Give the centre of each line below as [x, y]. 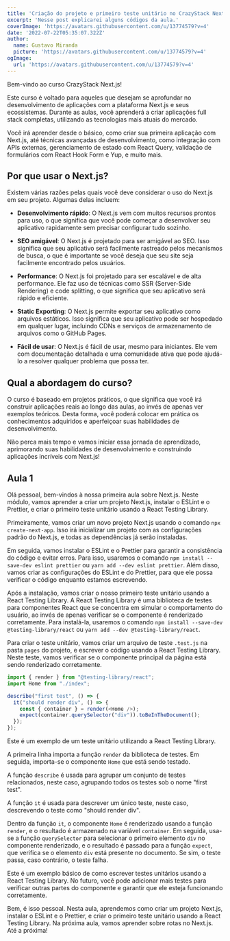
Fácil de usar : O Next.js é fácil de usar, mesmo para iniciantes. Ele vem [117, 347]
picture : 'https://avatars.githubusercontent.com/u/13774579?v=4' [110, 52]
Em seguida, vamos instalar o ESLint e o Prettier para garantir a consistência [115, 551]
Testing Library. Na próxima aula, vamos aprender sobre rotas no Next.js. [110, 923]
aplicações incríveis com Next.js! [54, 457]
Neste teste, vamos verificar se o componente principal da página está [107, 657]
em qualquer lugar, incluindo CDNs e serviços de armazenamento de [114, 326]
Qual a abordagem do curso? [70, 383]
